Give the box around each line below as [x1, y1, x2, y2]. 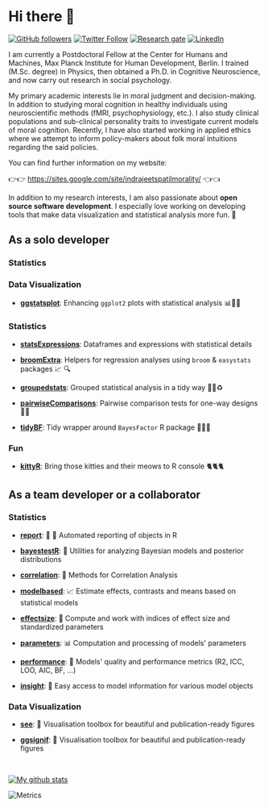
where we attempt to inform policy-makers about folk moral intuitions [8, 133, 237, 144]
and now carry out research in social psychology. [8, 75, 172, 85]
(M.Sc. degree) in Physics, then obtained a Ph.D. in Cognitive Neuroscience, [8, 66, 261, 76]
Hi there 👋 [8, 7, 75, 26]
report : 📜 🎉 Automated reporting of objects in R [19, 530, 178, 539]
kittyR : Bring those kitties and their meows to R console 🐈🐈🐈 [19, 461, 225, 471]
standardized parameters [19, 622, 104, 631]
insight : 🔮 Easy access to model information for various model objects [19, 680, 254, 690]
